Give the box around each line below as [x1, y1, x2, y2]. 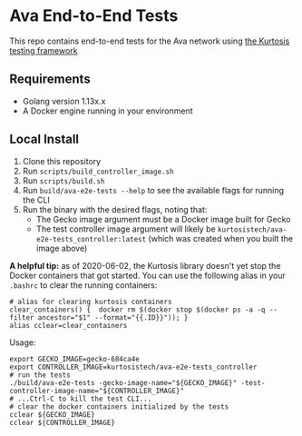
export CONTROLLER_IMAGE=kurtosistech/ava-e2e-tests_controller [9, 362, 258, 372]
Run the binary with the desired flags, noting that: [22, 203, 208, 214]
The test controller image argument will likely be [35, 223, 216, 234]
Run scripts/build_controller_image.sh [22, 165, 174, 176]
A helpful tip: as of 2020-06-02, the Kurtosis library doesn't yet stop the [9, 260, 281, 271]
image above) [35, 243, 88, 253]
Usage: [9, 337, 36, 348]
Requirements [9, 72, 91, 87]
